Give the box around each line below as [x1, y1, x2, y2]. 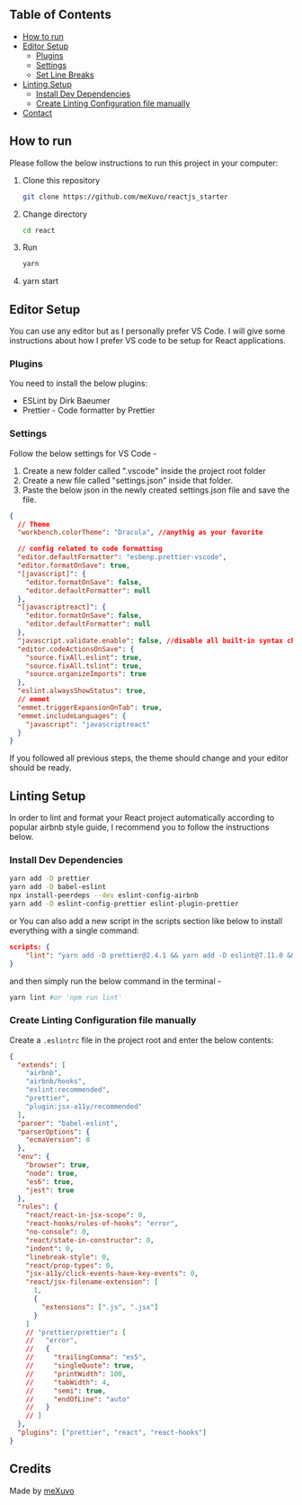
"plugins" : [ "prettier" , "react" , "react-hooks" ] [17, 1429, 207, 1438]
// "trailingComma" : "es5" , [25, 1353, 147, 1362]
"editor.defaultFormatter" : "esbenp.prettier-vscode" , [17, 553, 227, 562]
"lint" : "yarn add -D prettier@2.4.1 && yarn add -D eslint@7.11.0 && [25, 950, 296, 960]
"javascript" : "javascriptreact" [25, 719, 151, 729]
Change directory [22, 209, 88, 219]
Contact [22, 107, 52, 118]
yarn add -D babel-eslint [9, 883, 106, 892]
